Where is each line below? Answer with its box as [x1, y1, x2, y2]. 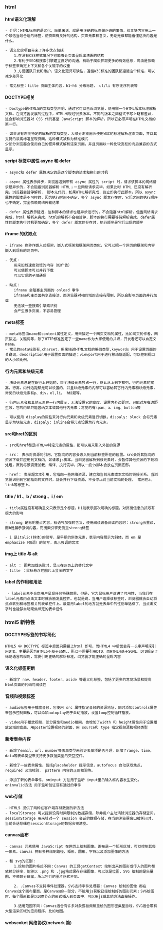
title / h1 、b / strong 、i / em [5, 493, 63, 499]
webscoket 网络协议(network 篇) [5, 919, 72, 926]
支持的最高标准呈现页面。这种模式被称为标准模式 [5, 137, 89, 142]
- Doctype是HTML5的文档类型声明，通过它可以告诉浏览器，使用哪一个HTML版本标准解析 [5, 106, 157, 111]
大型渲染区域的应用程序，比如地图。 [5, 909, 67, 914]
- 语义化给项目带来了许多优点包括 [5, 48, 64, 53]
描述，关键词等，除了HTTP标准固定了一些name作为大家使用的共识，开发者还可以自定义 [8, 336, 157, 341]
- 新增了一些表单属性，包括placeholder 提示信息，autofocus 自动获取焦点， [5, 763, 145, 767]
